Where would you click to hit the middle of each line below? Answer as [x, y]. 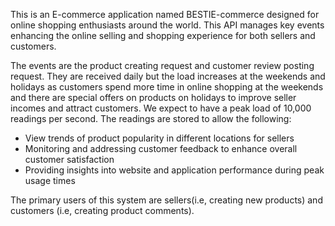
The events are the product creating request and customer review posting [162, 65]
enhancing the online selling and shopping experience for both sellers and [163, 35]
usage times [50, 180]
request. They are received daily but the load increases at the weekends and [168, 76]
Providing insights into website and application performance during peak [174, 170]
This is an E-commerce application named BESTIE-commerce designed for [165, 14]
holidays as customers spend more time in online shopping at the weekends [167, 87]
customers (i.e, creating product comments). [102, 210]
